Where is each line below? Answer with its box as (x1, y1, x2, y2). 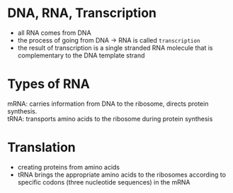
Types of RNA (7, 76, 91, 92)
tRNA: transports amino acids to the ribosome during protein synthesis (7, 114, 213, 123)
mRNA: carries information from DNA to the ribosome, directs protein (7, 99, 209, 108)
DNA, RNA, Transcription (7, 5, 157, 21)
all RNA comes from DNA (17, 28, 91, 37)
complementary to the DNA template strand (17, 51, 145, 60)
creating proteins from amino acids (17, 162, 120, 171)
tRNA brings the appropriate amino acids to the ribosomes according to (17, 170, 227, 179)
